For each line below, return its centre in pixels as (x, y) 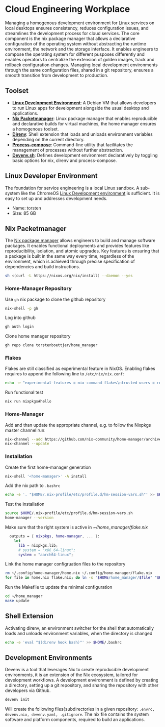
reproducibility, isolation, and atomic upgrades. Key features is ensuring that (82, 251)
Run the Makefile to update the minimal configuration (59, 587)
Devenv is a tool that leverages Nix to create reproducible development (77, 670)
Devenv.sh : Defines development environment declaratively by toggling (85, 155)
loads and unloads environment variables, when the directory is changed (79, 633)
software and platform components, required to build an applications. (75, 720)
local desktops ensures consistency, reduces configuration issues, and (77, 28)
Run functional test (24, 392)
